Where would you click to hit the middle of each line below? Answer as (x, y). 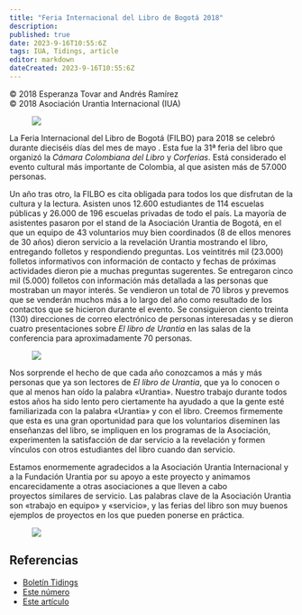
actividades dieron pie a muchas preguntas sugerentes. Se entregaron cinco (151, 270)
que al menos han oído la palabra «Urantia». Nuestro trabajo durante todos (148, 392)
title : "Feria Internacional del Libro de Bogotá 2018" (116, 18)
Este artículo (46, 601)
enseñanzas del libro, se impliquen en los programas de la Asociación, (140, 430)
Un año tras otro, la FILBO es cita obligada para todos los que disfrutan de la (151, 194)
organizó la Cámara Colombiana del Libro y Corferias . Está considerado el (148, 157)
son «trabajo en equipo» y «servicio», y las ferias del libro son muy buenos (149, 505)
